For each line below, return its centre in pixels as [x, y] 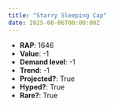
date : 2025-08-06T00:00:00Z [54, 23]
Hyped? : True [42, 86]
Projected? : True [47, 79]
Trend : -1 [34, 70]
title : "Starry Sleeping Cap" [58, 15]
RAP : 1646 [37, 45]
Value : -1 [34, 53]
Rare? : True [39, 95]
